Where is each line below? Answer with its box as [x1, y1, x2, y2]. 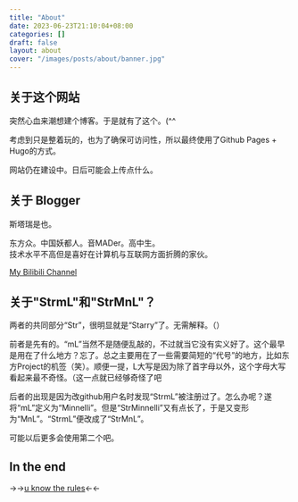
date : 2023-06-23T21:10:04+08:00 [9, 21, 134, 30]
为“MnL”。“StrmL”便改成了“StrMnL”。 [9, 414, 149, 424]
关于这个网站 [9, 90, 80, 105]
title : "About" [9, 13, 66, 22]
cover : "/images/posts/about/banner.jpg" [9, 54, 166, 63]
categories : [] [9, 29, 66, 38]
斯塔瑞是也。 [9, 218, 56, 229]
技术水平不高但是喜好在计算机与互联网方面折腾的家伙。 [9, 248, 212, 259]
